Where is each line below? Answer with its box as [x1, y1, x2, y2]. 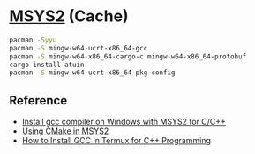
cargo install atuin [9, 60, 86, 69]
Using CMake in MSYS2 [21, 126, 109, 136]
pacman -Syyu [9, 35, 57, 44]
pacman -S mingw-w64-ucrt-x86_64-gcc [9, 43, 148, 52]
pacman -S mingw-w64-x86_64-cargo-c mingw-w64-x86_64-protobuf [9, 51, 247, 61]
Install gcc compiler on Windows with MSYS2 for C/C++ [21, 117, 227, 127]
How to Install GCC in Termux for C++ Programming [21, 135, 212, 146]
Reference [9, 93, 68, 108]
